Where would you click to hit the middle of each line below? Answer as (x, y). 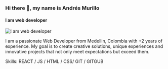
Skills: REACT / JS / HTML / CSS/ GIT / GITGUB (54, 61)
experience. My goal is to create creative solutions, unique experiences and (84, 46)
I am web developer (26, 20)
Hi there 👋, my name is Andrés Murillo (52, 8)
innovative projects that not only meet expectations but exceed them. (77, 52)
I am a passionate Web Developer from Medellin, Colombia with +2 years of (84, 41)
